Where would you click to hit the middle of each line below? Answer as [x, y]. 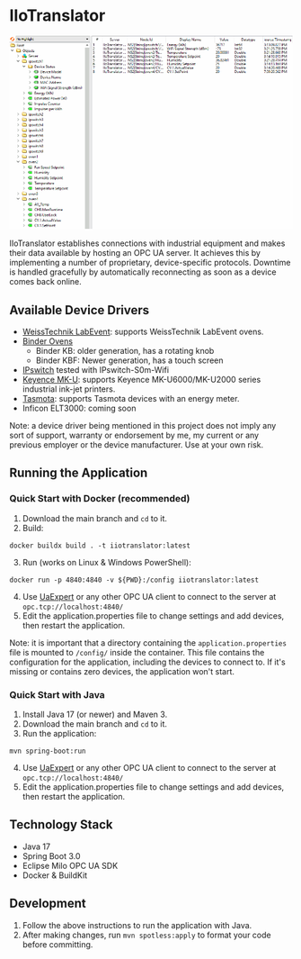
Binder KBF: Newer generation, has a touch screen [129, 360]
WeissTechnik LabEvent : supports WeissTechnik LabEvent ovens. [143, 332]
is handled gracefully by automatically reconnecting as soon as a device [143, 272]
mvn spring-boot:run [48, 751]
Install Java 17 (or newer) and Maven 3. [95, 715]
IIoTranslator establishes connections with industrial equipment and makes [147, 243]
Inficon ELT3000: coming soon [79, 408]
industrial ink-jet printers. [69, 389]
